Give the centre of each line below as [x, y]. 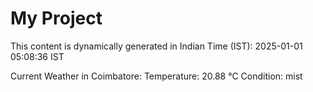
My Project [56, 18]
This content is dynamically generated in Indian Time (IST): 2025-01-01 [156, 46]
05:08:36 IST [37, 56]
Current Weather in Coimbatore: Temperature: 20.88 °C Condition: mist [156, 76]
